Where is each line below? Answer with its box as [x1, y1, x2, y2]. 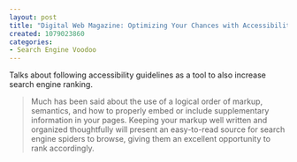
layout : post [9, 12, 57, 22]
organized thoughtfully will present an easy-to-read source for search [30, 124, 286, 135]
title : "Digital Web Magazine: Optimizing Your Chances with [9, 21, 240, 30]
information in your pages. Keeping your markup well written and [30, 115, 268, 126]
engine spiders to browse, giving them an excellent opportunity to [30, 134, 271, 144]
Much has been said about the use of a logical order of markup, [30, 96, 263, 107]
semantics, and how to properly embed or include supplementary [30, 106, 270, 116]
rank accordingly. [30, 143, 95, 154]
